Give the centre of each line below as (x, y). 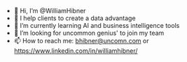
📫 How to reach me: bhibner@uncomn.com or (81, 41)
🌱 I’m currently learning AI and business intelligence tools (97, 25)
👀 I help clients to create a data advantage (75, 18)
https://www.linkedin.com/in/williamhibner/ (76, 51)
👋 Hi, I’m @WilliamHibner (50, 11)
